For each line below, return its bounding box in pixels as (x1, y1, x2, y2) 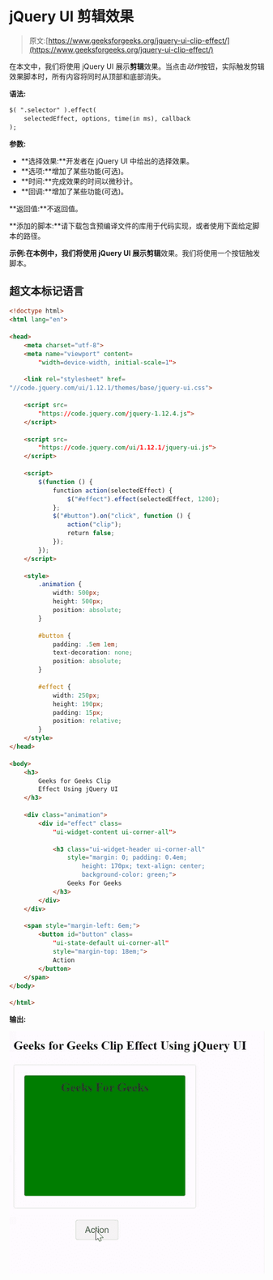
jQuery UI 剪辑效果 (9, 7, 134, 26)
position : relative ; (52, 717, 122, 725)
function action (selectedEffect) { (52, 487, 173, 495)
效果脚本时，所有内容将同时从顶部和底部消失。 (9, 71, 165, 81)
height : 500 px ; (52, 597, 105, 606)
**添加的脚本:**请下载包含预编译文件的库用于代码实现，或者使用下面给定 (9, 220, 254, 231)
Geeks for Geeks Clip (38, 776, 112, 785)
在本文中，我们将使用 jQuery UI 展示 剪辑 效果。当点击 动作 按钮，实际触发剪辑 (9, 62, 265, 71)
